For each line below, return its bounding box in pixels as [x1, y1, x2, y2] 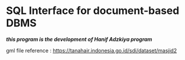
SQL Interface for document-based [6, 4, 180, 17]
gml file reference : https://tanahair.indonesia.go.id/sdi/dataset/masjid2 [6, 47, 177, 54]
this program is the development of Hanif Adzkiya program [6, 36, 153, 43]
